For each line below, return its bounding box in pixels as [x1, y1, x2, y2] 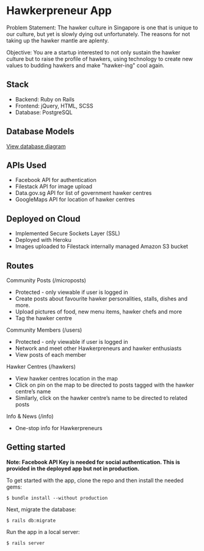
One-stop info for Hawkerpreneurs [15, 425, 103, 431]
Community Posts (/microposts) [6, 277, 87, 284]
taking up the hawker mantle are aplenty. [6, 37, 109, 44]
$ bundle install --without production [6, 495, 108, 501]
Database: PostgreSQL [15, 108, 73, 116]
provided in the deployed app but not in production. [6, 465, 140, 472]
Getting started [6, 442, 66, 453]
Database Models [6, 126, 75, 137]
